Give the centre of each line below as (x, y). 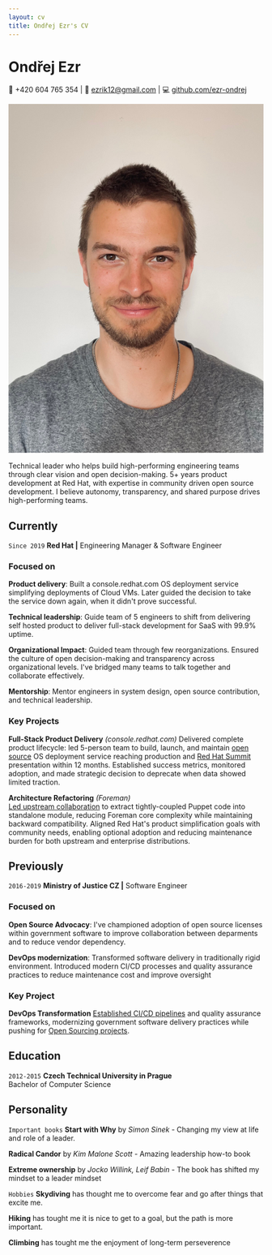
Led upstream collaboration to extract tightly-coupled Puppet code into (127, 806)
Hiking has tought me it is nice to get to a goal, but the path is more (121, 1218)
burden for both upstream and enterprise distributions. (99, 840)
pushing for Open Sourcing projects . (69, 1031)
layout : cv (27, 17)
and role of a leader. (42, 1138)
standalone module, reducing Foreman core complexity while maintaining (131, 814)
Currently (33, 526)
